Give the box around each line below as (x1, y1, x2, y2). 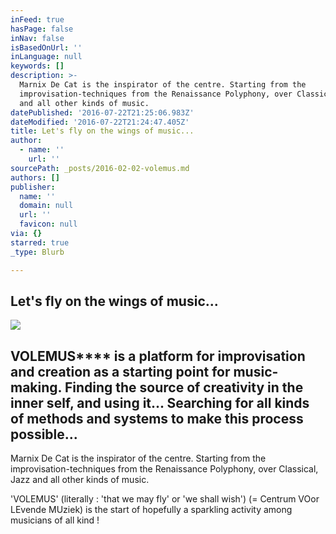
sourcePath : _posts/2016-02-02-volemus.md (10, 163, 190, 173)
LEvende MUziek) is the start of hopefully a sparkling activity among (10, 504, 293, 516)
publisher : (10, 182, 56, 192)
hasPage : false (10, 24, 74, 34)
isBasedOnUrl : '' (10, 42, 83, 53)
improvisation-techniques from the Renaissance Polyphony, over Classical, (10, 463, 319, 475)
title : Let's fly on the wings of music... (10, 126, 195, 136)
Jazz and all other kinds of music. (10, 474, 150, 486)
